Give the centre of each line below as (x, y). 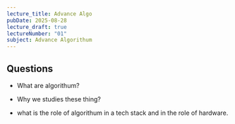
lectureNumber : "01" (37, 33)
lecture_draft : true (37, 27)
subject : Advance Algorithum (49, 40)
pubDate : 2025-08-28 (37, 20)
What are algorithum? (48, 85)
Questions (30, 69)
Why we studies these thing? (59, 99)
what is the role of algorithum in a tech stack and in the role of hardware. (122, 113)
